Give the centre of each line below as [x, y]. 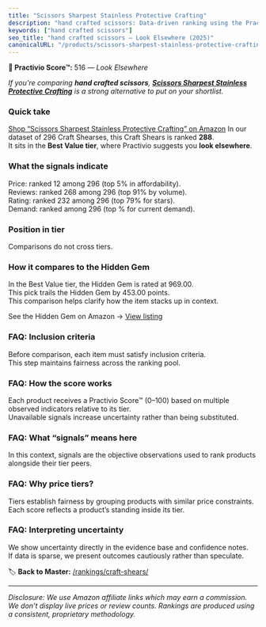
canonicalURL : [32, 45]
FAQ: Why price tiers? [51, 484]
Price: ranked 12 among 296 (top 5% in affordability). [95, 184]
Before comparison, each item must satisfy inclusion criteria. [107, 354]
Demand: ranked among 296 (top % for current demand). [102, 209]
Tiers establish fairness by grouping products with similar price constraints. [131, 501]
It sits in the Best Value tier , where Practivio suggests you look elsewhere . [130, 146]
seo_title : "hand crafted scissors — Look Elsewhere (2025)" [111, 38]
